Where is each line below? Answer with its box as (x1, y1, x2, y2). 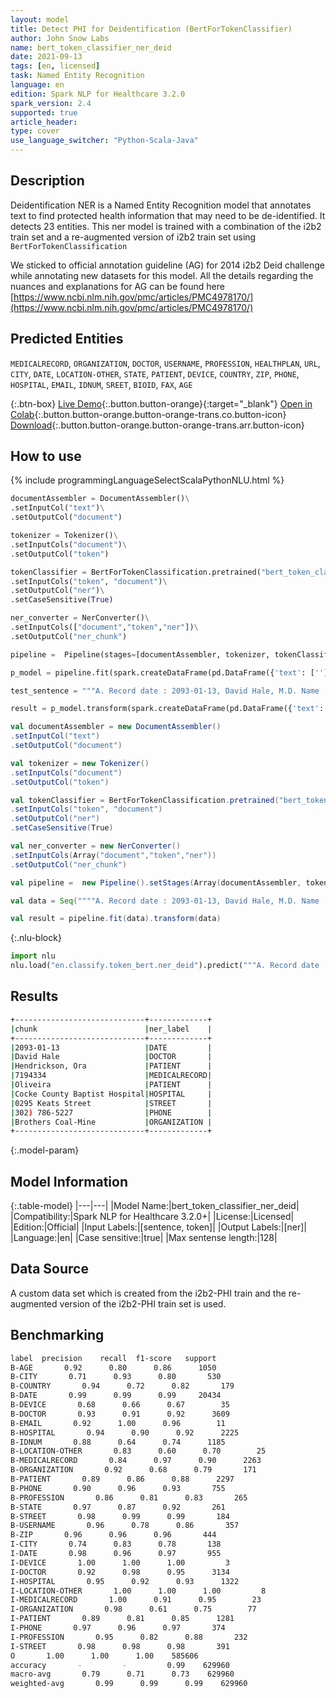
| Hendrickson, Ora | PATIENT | (10, 1061, 213, 1071)
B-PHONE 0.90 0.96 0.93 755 (10, 1483, 226, 1493)
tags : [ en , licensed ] (10, 61, 101, 71)
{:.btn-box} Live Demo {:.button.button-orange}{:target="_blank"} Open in (10, 397, 313, 410)
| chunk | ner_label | (10, 1024, 213, 1034)
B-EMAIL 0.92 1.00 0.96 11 (10, 1418, 226, 1428)
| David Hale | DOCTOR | (10, 1052, 213, 1062)
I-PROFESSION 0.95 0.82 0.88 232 (10, 1632, 248, 1642)
